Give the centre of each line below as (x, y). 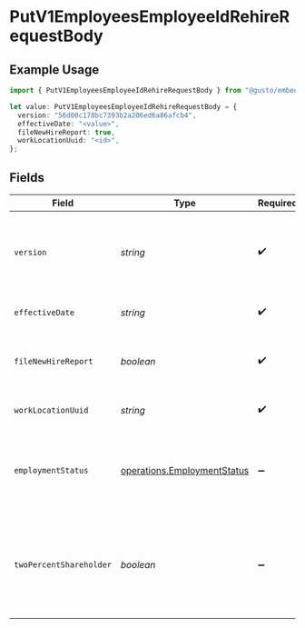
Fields (27, 178)
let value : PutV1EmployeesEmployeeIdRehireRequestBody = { (123, 106)
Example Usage (54, 70)
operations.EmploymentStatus (185, 470)
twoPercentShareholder (63, 564)
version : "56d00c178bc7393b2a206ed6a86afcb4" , (107, 115)
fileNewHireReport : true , (67, 132)
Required (277, 203)
